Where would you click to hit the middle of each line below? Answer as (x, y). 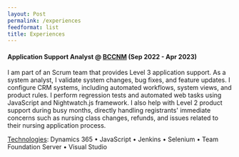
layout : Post (27, 14)
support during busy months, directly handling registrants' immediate (109, 111)
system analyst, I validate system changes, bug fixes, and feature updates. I (119, 80)
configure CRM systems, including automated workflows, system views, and (119, 88)
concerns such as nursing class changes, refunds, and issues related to (113, 118)
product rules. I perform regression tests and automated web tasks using (115, 95)
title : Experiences (36, 34)
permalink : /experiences (44, 21)
